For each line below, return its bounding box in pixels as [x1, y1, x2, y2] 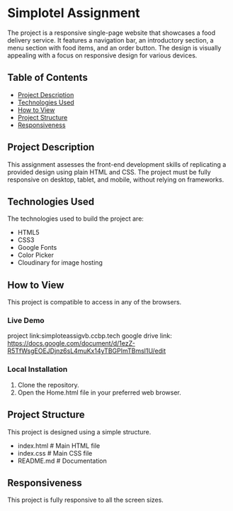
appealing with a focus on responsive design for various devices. [7, 51, 198, 60]
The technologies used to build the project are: [7, 214, 144, 223]
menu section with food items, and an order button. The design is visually [7, 43, 222, 52]
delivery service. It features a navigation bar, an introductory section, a [7, 35, 214, 44]
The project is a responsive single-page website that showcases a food [7, 28, 216, 37]
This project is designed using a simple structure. [7, 427, 152, 436]
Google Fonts [17, 243, 57, 252]
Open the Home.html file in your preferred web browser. [17, 388, 182, 397]
